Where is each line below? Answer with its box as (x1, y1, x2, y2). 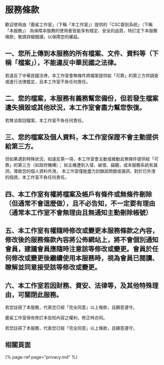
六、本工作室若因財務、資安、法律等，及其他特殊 (5, 281, 152, 290)
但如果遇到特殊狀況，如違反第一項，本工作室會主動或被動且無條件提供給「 (5, 156, 154, 162)
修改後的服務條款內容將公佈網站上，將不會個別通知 (5, 236, 159, 244)
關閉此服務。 (24, 290, 63, 299)
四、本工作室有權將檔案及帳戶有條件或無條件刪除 (5, 190, 152, 198)
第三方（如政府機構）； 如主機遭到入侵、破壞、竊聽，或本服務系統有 (18, 162, 153, 168)
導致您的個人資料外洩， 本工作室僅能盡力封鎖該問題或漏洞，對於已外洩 (13, 168, 156, 174)
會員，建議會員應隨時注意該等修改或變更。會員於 (5, 245, 152, 253)
